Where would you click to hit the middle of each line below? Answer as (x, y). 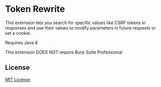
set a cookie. (18, 33)
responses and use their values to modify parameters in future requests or (80, 28)
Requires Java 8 (21, 42)
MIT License (18, 79)
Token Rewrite (35, 9)
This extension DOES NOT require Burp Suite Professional (64, 52)
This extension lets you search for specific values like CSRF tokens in (75, 23)
